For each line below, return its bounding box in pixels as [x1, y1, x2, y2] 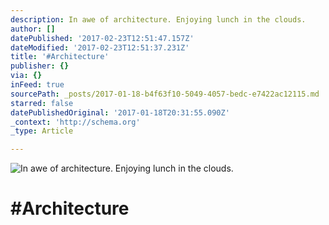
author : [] [10, 24, 56, 34]
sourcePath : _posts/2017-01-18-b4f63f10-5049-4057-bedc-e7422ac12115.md [10, 89, 320, 99]
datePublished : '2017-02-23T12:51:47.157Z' [10, 33, 195, 43]
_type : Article [10, 126, 74, 136]
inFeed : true [10, 80, 65, 90]
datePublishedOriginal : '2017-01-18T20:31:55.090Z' [10, 107, 230, 118]
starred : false [10, 98, 74, 108]
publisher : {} [10, 61, 70, 71]
